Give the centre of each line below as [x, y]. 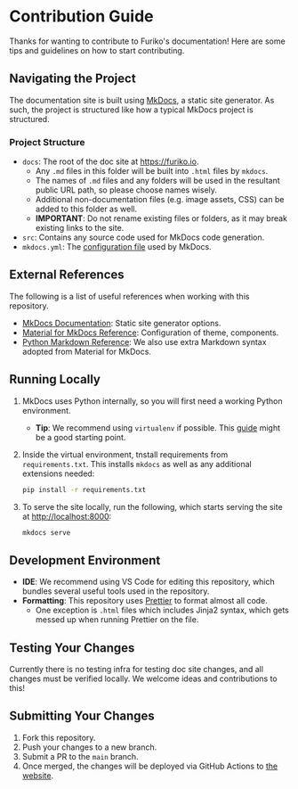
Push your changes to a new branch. [89, 747]
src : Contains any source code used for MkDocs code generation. [143, 237]
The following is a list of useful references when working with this [129, 296]
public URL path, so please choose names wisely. [126, 190]
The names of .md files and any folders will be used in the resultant [157, 181]
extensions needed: [58, 473]
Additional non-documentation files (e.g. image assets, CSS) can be [160, 200]
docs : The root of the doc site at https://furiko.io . [110, 161]
